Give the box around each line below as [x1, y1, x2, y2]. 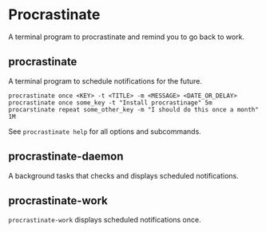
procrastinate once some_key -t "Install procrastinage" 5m [8, 98, 213, 107]
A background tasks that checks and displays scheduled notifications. [8, 171, 240, 180]
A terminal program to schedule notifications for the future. [8, 76, 202, 85]
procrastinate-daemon [8, 150, 124, 163]
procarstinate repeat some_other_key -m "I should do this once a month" [8, 105, 260, 113]
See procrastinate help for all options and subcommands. [8, 126, 201, 136]
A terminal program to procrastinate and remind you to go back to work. [8, 32, 245, 41]
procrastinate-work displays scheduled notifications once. [8, 215, 201, 225]
